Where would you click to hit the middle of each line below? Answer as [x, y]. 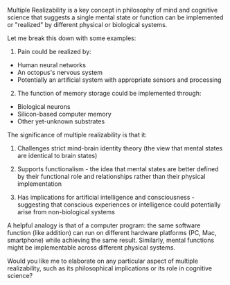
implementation [39, 184]
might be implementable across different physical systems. [91, 248]
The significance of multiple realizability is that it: [77, 135]
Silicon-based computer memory [64, 114]
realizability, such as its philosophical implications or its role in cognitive [110, 268]
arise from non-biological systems [66, 212]
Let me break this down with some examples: [72, 38]
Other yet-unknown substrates [61, 121]
